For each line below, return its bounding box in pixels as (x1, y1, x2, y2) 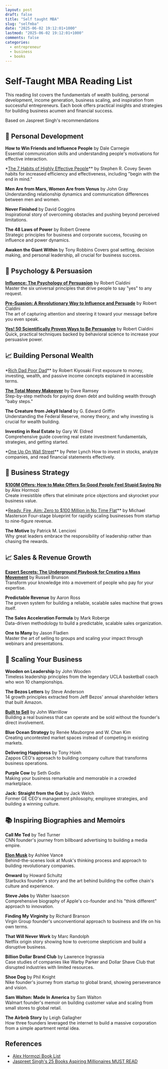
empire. (5, 842, 21, 848)
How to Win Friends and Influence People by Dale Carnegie (5, 145, 130, 151)
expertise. (5, 585, 26, 591)
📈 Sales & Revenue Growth (5, 553, 91, 561)
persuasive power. (5, 336, 43, 342)
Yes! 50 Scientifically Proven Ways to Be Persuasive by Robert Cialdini (5, 325, 153, 331)
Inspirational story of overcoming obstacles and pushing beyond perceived (5, 211, 160, 217)
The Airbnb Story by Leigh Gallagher (5, 1014, 82, 1020)
